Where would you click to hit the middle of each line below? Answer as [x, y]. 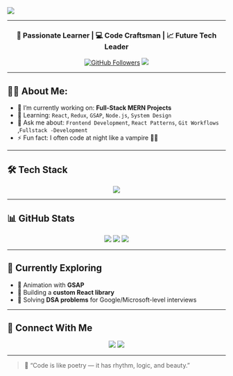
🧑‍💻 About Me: [37, 91]
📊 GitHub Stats [41, 219]
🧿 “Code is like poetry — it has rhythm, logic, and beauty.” [107, 366]
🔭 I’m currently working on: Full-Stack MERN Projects [94, 108]
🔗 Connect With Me [50, 328]
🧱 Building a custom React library [66, 292]
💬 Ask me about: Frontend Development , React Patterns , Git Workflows [118, 123]
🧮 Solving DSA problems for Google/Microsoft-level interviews [107, 300]
